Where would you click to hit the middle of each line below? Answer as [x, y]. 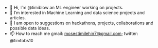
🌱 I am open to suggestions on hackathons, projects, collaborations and [81, 23]
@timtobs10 [21, 40]
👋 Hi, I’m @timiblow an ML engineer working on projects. [66, 8]
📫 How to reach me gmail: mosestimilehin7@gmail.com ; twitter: [74, 33]
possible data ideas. [30, 28]
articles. [18, 18]
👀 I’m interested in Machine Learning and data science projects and [77, 13]
